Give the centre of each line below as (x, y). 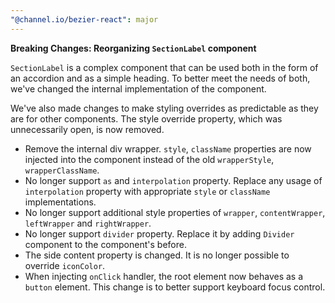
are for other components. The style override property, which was (146, 118)
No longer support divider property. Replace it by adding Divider (159, 233)
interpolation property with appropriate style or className (147, 191)
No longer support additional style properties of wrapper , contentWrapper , (175, 212)
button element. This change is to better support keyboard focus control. (175, 287)
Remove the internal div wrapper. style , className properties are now (168, 148)
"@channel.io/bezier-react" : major (84, 19)
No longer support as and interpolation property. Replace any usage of (173, 180)
